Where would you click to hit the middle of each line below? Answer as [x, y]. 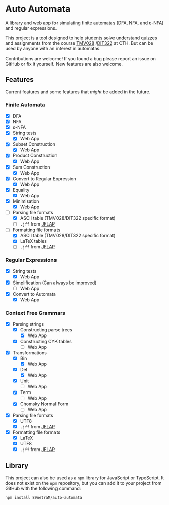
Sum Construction [31, 167]
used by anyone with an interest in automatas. [53, 48]
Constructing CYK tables [46, 341]
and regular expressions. [31, 28]
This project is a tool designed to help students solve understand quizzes [81, 38]
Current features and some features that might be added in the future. [78, 92]
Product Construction [35, 156]
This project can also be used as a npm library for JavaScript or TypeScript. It [84, 478]
